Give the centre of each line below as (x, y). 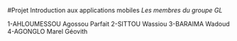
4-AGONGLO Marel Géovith (48, 31)
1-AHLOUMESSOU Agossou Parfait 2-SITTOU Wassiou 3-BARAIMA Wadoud (119, 24)
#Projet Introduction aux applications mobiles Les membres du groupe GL (115, 10)
